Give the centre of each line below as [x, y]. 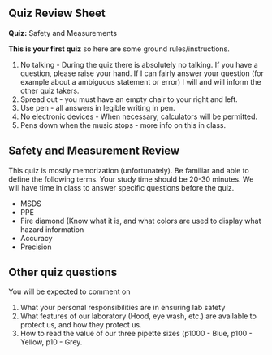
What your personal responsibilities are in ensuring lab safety [123, 308]
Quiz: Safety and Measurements [63, 33]
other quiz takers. [50, 90]
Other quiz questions [63, 272]
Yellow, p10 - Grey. [51, 342]
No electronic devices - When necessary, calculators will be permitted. [139, 116]
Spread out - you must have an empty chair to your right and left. [129, 99]
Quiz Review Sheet [57, 13]
